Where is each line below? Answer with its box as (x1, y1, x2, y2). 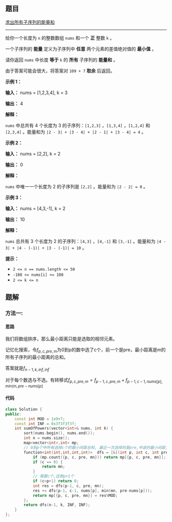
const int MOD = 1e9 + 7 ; (14, 416, 66, 422)
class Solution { (5, 407, 42, 412)
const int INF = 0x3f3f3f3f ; (14, 421, 77, 426)
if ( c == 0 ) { (32, 459, 63, 464)
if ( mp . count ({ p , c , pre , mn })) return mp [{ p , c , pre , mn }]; (32, 455, 166, 460)
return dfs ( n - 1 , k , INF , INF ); (24, 502, 91, 508)
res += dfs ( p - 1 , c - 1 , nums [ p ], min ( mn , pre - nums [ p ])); (32, 488, 153, 493)
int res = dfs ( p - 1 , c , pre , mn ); (32, 483, 104, 489)
